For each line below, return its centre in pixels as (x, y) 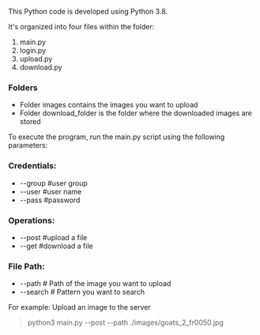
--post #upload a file (53, 237)
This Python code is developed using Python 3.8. (88, 11)
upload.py (36, 59)
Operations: (32, 220)
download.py (41, 67)
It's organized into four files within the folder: (81, 26)
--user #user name (51, 191)
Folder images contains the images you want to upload (109, 105)
